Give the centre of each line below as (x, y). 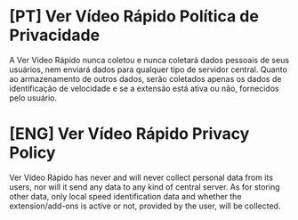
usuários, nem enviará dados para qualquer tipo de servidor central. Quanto (148, 69)
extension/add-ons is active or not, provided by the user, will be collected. (145, 206)
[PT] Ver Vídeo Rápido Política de (134, 16)
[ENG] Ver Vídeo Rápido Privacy (129, 134)
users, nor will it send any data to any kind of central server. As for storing (145, 187)
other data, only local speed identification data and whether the (125, 196)
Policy (32, 153)
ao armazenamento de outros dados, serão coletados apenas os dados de (145, 78)
